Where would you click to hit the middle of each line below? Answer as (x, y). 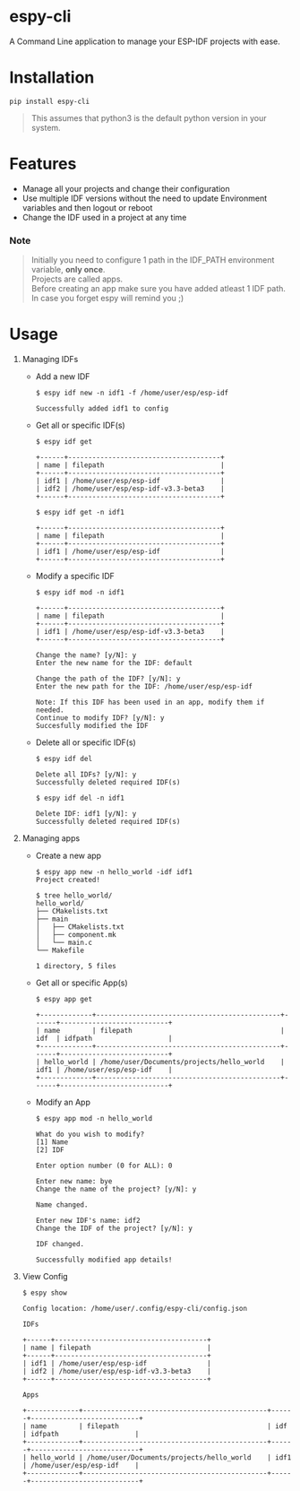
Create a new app (68, 856)
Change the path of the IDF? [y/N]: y (108, 679)
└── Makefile (60, 951)
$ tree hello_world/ (74, 896)
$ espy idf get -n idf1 (80, 513)
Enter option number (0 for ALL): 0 (104, 1166)
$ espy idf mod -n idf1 (80, 593)
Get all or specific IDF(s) (80, 425)
